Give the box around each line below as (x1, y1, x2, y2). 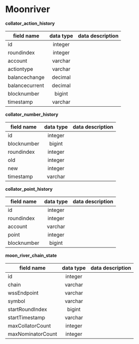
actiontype (8, 65, 33, 72)
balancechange (8, 73, 44, 80)
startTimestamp (8, 314, 45, 321)
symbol (8, 297, 25, 305)
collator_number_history (5, 111, 59, 117)
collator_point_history (5, 186, 53, 192)
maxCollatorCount (8, 322, 51, 329)
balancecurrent (8, 82, 44, 89)
